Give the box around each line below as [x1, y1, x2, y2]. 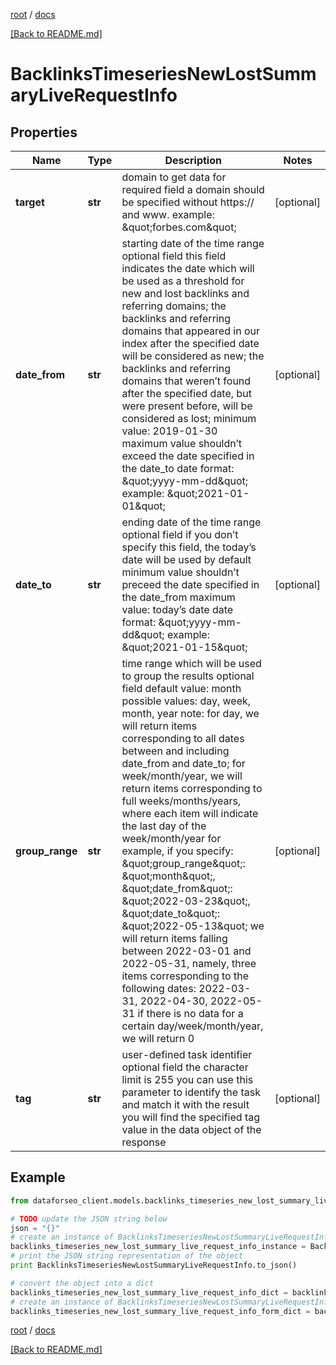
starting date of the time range [121, 237, 265, 250]
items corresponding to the [121, 969, 250, 983]
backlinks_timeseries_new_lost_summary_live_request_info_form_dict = [10, 1306, 311, 1316]
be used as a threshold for [121, 274, 245, 288]
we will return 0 [121, 1032, 195, 1045]
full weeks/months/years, [121, 794, 242, 808]
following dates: [121, 982, 197, 995]
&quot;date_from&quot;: [121, 882, 233, 895]
